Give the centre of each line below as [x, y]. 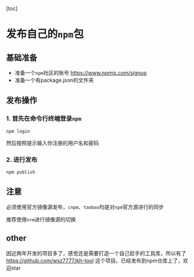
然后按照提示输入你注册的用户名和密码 [52, 143]
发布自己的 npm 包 [45, 34]
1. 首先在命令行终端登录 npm [44, 119]
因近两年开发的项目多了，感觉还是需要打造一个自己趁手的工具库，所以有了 [96, 253]
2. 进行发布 [22, 159]
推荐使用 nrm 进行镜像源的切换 [41, 219]
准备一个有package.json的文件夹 [54, 80]
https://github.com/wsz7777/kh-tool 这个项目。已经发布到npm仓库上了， [95, 261]
